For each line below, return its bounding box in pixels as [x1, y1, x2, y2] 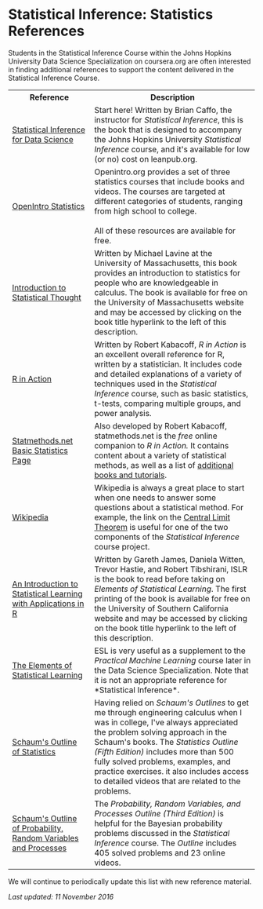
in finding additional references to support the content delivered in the [8, 64, 235, 74]
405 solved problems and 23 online [93, 847, 225, 858]
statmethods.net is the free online [93, 430, 218, 441]
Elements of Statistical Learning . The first [93, 583, 247, 594]
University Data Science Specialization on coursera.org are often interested [8, 57, 251, 66]
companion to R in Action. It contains [93, 440, 229, 451]
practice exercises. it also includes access [93, 765, 249, 776]
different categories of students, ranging [93, 195, 243, 206]
